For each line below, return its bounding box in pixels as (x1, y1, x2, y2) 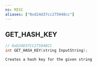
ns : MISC (5, 7, 23, 12)
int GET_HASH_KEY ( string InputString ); (5, 48, 88, 53)
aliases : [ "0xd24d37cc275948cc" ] (5, 12, 75, 17)
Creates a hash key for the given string (5, 57, 93, 62)
